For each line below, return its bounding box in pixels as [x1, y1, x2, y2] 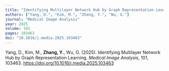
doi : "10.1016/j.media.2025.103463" [5, 36, 82, 41]
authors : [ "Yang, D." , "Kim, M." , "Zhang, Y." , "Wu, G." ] [5, 12, 129, 17]
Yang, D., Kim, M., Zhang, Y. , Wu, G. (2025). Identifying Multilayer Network [5, 49, 161, 55]
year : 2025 [5, 21, 28, 27]
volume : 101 [5, 26, 30, 31]
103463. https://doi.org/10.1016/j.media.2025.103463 [5, 60, 114, 66]
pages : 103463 [5, 31, 35, 36]
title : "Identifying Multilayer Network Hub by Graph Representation [5, 7, 154, 13]
